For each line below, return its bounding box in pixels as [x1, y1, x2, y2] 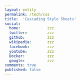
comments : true [4, 63, 36, 68]
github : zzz [9, 35, 54, 40]
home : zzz [9, 26, 54, 31]
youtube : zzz [9, 49, 54, 54]
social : [4, 21, 21, 26]
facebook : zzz [9, 44, 54, 49]
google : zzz [9, 58, 54, 63]
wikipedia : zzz [9, 40, 54, 45]
